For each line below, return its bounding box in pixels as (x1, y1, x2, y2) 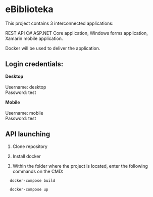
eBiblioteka (5, 4, 54, 15)
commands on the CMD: (12, 168, 64, 174)
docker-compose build (10, 178, 56, 183)
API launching (5, 130, 50, 138)
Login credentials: (5, 60, 64, 69)
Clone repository (12, 143, 48, 150)
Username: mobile (5, 110, 44, 116)
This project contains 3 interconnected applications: (5, 20, 114, 26)
